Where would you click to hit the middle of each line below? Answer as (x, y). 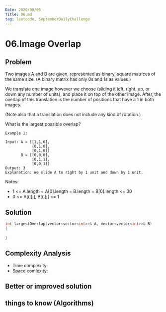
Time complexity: (30, 265)
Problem (19, 62)
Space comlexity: (30, 271)
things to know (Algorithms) (50, 303)
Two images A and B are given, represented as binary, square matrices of (80, 74)
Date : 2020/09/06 (23, 10)
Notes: (12, 182)
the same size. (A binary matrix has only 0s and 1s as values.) (68, 79)
